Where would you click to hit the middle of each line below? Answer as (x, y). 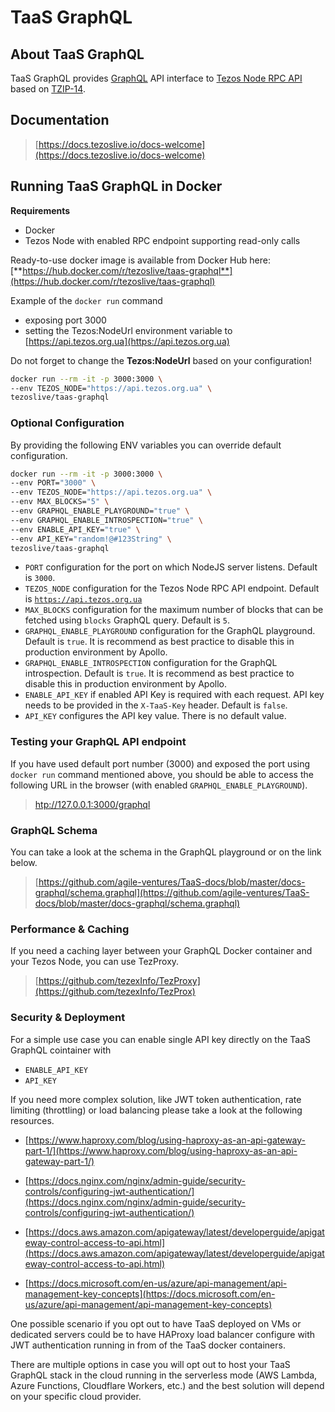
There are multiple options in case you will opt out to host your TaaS (150, 1364)
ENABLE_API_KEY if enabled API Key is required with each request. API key (174, 695)
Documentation (60, 120)
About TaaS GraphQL (77, 54)
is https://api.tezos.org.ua (83, 599)
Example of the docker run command (86, 300)
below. (24, 863)
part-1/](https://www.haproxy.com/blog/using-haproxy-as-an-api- (161, 1150)
